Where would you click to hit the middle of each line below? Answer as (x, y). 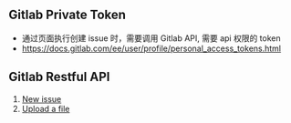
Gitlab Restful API (59, 77)
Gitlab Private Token (68, 15)
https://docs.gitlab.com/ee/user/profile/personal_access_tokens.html (151, 48)
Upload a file (46, 108)
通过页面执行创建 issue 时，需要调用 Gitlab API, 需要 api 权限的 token (151, 38)
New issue (42, 98)
